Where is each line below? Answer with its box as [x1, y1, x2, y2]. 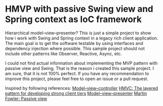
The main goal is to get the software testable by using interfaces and [5, 40, 143, 46]
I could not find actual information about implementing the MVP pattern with [5, 60, 158, 66]
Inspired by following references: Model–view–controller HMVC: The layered [5, 85, 159, 91]
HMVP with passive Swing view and [5, 3, 154, 15]
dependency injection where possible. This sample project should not [5, 45, 145, 51]
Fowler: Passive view [5, 95, 47, 101]
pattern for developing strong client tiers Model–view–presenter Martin [5, 90, 147, 96]
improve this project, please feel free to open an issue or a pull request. [5, 76, 149, 82]
